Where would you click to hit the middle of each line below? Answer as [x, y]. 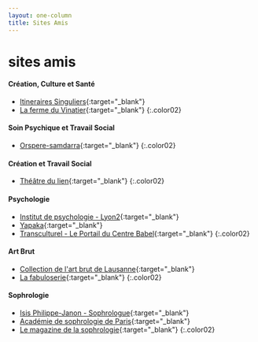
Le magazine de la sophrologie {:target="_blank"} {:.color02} [117, 329]
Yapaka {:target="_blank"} [61, 225]
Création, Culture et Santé [52, 84]
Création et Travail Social [50, 163]
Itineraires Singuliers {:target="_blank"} [82, 101]
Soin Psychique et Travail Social [62, 128]
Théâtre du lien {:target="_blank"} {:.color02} [92, 181]
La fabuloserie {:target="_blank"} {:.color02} [91, 277]
